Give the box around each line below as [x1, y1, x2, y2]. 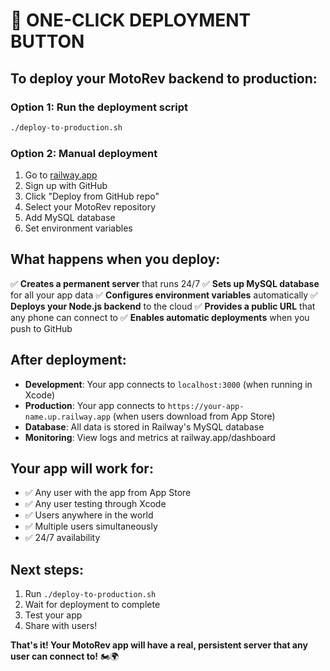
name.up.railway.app [24, 412, 111, 422]
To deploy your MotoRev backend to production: [10, 70, 318, 87]
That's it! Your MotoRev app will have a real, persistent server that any [10, 639, 308, 651]
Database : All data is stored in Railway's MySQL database [24, 420, 265, 433]
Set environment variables [24, 222, 133, 234]
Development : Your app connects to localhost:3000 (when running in [24, 378, 313, 390]
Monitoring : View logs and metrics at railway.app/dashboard [24, 431, 276, 443]
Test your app [24, 609, 83, 621]
